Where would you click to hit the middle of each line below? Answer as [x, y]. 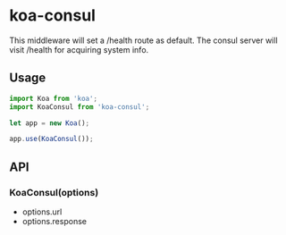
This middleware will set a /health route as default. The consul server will [144, 40]
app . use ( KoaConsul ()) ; [51, 139]
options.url [42, 212]
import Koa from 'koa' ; [54, 98]
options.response [55, 221]
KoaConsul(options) [54, 192]
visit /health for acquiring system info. [79, 49]
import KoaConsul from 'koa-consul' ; [80, 107]
